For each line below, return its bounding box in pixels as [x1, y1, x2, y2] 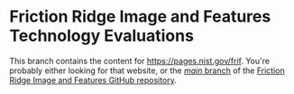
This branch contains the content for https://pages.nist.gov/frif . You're [9, 55, 271, 66]
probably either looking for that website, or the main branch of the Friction [9, 65, 286, 76]
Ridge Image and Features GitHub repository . [9, 74, 178, 85]
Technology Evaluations [9, 25, 194, 46]
